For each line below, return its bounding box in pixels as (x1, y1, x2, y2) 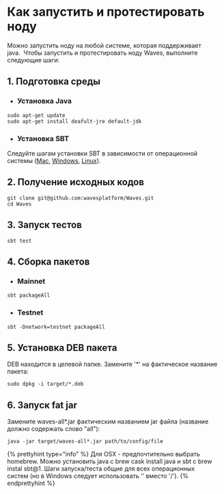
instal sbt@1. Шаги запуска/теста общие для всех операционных (7, 465, 195, 473)
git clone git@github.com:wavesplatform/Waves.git (7, 195, 154, 201)
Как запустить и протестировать (7, 4, 205, 20)
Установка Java (16, 97, 72, 106)
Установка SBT (16, 134, 70, 143)
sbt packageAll (7, 292, 51, 299)
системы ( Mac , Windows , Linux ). (7, 156, 101, 164)
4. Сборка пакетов (7, 256, 90, 267)
